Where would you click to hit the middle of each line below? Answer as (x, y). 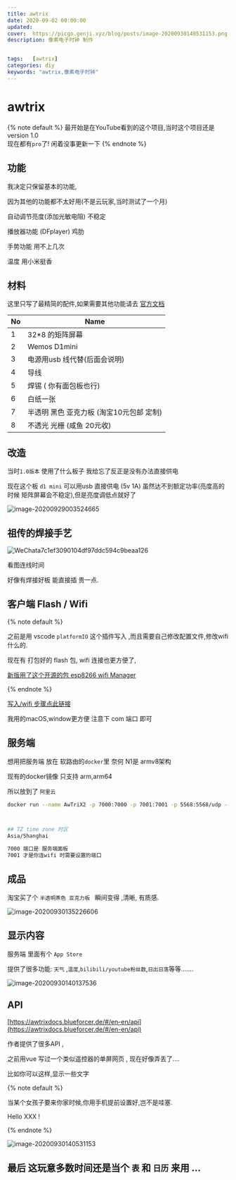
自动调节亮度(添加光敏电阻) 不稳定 (57, 216)
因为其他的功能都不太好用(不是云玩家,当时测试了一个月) (87, 201)
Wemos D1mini (53, 347)
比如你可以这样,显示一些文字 (48, 1074)
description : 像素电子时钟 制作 (50, 40)
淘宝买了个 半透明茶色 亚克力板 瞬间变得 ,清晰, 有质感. (83, 897)
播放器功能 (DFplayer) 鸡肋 (46, 231)
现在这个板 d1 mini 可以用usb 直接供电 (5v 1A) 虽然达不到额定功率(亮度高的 (116, 486)
